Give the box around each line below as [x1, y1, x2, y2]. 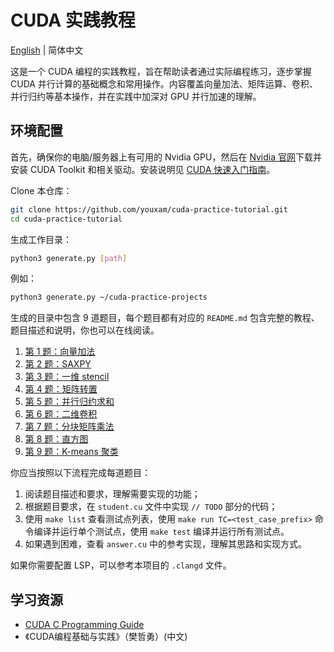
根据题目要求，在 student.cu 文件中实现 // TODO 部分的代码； [24, 501, 278, 513]
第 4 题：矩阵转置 [24, 383, 98, 395]
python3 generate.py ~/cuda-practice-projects [10, 292, 208, 303]
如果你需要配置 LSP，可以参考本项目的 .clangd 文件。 [10, 559, 232, 571]
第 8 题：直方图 [24, 433, 89, 445]
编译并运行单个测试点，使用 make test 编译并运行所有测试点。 [33, 526, 290, 538]
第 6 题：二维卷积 [24, 408, 98, 420]
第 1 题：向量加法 [24, 346, 96, 358]
